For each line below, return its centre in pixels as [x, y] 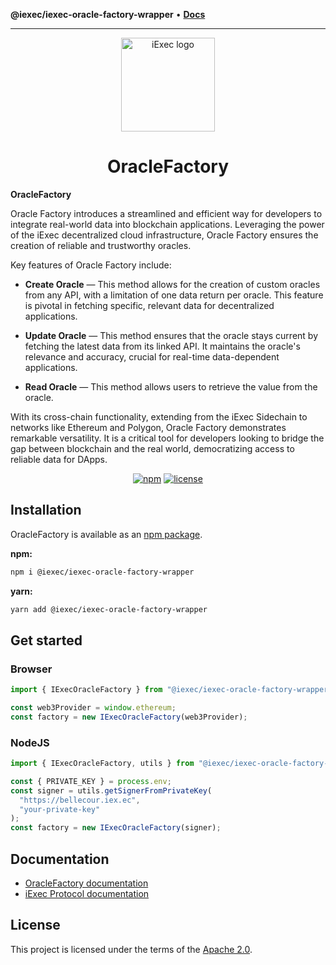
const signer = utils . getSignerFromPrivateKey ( [111, 790]
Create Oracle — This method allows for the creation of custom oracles [172, 284]
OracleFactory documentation [86, 883]
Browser [31, 669]
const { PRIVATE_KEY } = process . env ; [91, 781]
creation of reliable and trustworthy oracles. [101, 245]
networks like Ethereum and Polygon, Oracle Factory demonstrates [148, 427]
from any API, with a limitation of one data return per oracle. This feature [174, 295]
